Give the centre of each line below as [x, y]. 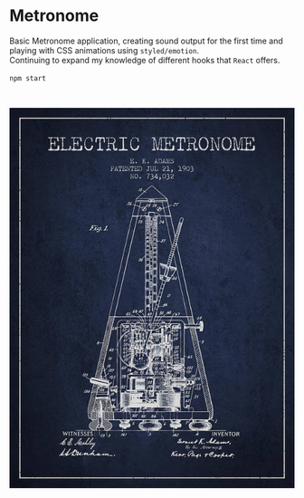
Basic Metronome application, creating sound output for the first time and [146, 41]
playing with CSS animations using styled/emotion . [104, 50]
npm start [28, 78]
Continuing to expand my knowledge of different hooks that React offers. [145, 60]
